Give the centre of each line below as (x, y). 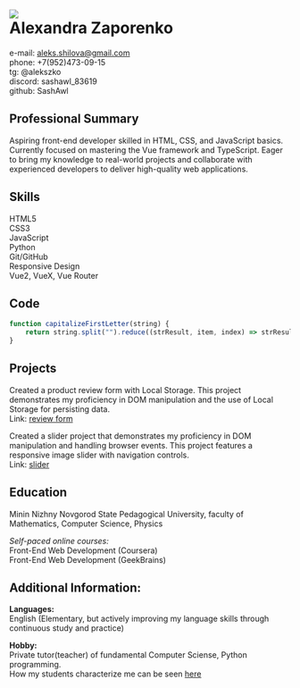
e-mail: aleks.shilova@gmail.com (70, 53)
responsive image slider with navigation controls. (99, 455)
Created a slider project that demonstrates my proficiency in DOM (130, 436)
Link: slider (29, 464)
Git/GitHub (29, 256)
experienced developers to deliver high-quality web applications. (129, 169)
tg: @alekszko (35, 71)
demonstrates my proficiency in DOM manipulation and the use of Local (142, 399)
